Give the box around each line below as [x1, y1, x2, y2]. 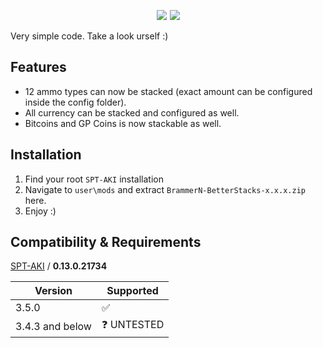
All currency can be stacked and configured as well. [24, 106, 240, 119]
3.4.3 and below [15, 319, 92, 333]
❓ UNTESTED [101, 318, 165, 332]
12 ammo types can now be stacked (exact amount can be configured [24, 85, 313, 97]
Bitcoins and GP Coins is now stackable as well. [24, 117, 222, 129]
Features [10, 59, 67, 76]
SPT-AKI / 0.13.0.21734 [10, 260, 108, 272]
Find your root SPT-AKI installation [24, 173, 164, 185]
